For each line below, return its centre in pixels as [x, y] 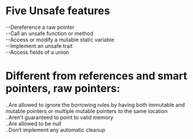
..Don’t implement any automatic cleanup [56, 130]
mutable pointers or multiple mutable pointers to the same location [87, 111]
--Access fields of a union [37, 52]
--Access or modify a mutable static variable [60, 39]
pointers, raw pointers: [63, 89]
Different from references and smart [96, 76]
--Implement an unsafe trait [39, 46]
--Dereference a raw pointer [40, 27]
